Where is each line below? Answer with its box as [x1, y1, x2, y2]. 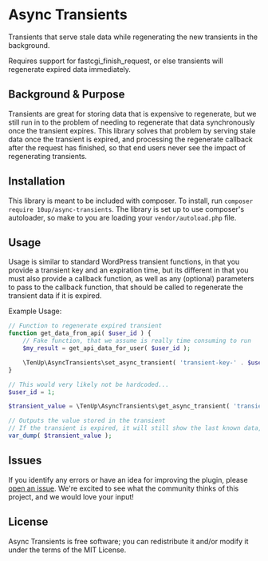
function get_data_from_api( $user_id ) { [8, 329, 152, 337]
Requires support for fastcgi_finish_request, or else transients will [8, 56, 223, 66]
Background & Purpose [8, 88, 125, 101]
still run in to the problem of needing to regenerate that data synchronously [8, 117, 255, 127]
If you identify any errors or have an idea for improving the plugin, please [8, 475, 249, 484]
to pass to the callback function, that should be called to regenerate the [8, 282, 243, 292]
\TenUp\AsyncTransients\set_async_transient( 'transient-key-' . [22, 358, 245, 367]
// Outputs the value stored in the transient [8, 417, 166, 425]
